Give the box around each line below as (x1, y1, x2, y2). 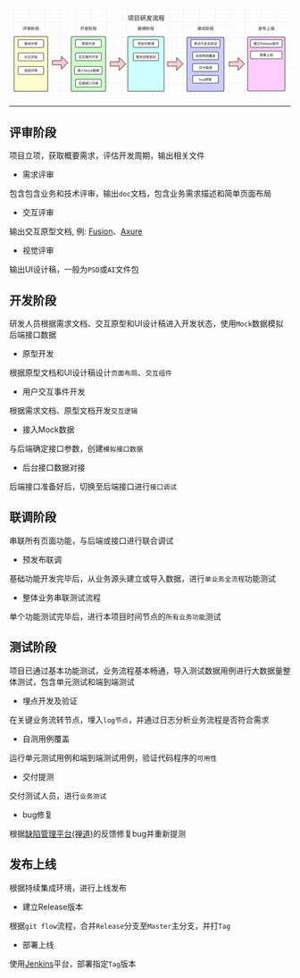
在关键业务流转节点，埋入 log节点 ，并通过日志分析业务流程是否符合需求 (9, 714, 270, 725)
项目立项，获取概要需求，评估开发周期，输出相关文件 (9, 150, 205, 161)
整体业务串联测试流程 (21, 592, 101, 603)
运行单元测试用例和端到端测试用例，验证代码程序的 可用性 (9, 752, 217, 763)
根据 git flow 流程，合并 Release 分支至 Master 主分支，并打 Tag (9, 920, 230, 931)
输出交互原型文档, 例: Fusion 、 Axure (9, 226, 143, 237)
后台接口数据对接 (21, 463, 86, 473)
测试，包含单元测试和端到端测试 (16, 676, 135, 687)
